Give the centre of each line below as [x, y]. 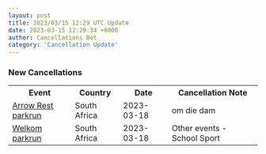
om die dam [194, 111]
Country [95, 93]
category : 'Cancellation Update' [63, 45]
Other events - [199, 129]
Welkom [27, 129]
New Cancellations [46, 73]
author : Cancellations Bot [53, 38]
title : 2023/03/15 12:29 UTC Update [68, 23]
